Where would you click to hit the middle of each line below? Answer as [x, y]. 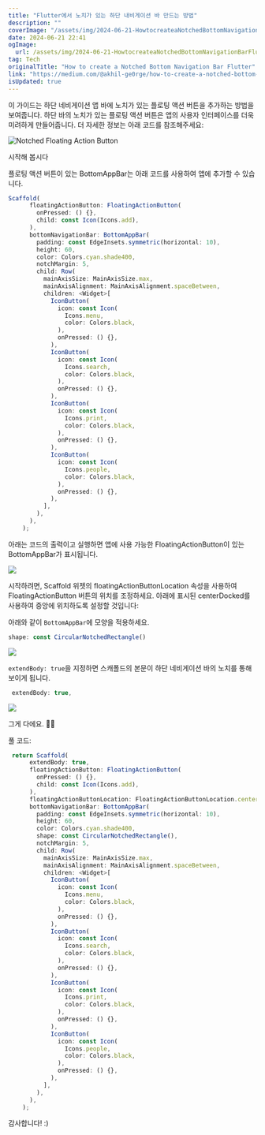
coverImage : [28, 30]
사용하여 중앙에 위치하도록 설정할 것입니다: [74, 605]
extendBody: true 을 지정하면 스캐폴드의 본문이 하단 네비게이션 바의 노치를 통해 [130, 668]
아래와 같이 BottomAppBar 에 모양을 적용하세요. [79, 622]
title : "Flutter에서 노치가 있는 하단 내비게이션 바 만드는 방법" [103, 15]
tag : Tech [24, 60]
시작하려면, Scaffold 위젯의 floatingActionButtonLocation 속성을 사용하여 [123, 585]
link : [17, 74]
